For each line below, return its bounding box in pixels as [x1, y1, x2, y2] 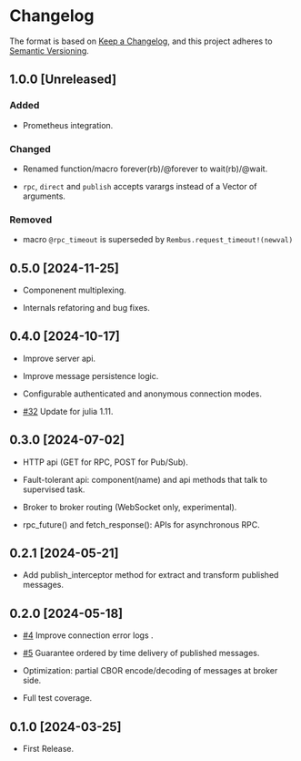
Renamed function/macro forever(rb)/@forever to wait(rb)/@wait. [22, 163, 268, 174]
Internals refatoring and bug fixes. [22, 303, 150, 314]
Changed [9, 142, 52, 155]
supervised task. [22, 484, 85, 495]
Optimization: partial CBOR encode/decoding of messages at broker [22, 665, 278, 676]
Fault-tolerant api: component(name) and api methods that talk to [22, 474, 268, 485]
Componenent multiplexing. [22, 284, 127, 296]
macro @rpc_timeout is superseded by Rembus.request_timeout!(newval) [22, 234, 294, 245]
